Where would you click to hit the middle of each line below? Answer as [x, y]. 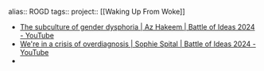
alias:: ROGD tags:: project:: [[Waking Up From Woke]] [97, 12]
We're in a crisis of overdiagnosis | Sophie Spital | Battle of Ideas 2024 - [138, 44]
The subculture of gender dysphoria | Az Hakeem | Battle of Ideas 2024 [137, 27]
